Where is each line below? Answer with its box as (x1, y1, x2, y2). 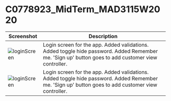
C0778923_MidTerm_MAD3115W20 (5, 4, 160, 15)
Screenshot (8, 32, 37, 40)
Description (88, 32, 118, 40)
